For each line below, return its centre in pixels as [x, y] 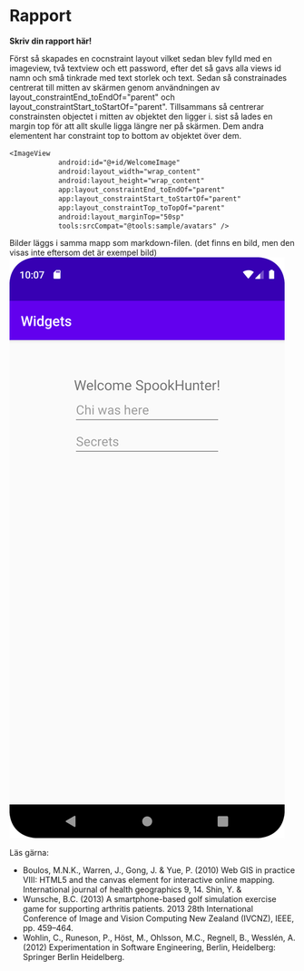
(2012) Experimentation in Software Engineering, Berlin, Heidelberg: [149, 947]
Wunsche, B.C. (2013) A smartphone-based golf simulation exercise [149, 898]
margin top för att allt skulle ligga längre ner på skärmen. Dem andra [137, 126]
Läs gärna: [29, 852]
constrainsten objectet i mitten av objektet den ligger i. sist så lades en [141, 116]
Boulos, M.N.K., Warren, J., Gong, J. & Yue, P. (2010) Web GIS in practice [159, 870]
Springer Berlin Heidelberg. [74, 956]
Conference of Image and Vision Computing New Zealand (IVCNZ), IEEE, [158, 918]
